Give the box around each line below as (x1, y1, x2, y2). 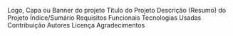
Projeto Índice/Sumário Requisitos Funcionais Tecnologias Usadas (7, 13, 202, 22)
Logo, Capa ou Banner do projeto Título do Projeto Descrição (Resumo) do (7, 6, 227, 14)
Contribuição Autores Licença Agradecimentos (7, 21, 145, 29)
